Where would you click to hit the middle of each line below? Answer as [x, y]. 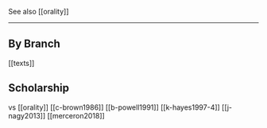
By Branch [35, 44]
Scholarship [39, 88]
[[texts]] [21, 63]
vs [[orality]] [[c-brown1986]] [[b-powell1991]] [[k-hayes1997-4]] [114, 107]
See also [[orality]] [39, 12]
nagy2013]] [27, 115]
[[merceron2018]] [76, 115]
